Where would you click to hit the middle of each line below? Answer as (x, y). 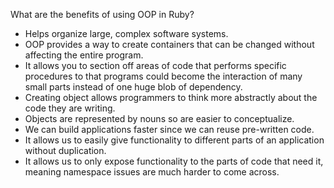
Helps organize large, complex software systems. (126, 33)
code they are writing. (70, 108)
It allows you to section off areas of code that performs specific (155, 65)
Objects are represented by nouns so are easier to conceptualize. (159, 118)
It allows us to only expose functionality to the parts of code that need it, (174, 161)
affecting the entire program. (84, 55)
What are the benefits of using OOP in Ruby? (102, 14)
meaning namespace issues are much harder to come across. (152, 172)
